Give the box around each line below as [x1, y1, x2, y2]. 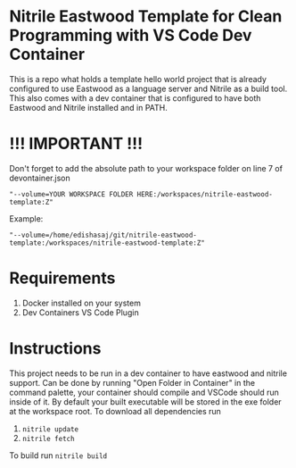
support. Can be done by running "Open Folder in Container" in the [9, 377, 256, 388]
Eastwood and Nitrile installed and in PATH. [9, 102, 168, 113]
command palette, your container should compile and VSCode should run [9, 387, 279, 397]
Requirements [9, 268, 116, 288]
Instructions [9, 338, 102, 358]
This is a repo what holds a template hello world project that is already [9, 73, 267, 84]
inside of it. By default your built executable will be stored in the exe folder [9, 396, 283, 407]
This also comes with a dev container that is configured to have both [9, 92, 261, 104]
